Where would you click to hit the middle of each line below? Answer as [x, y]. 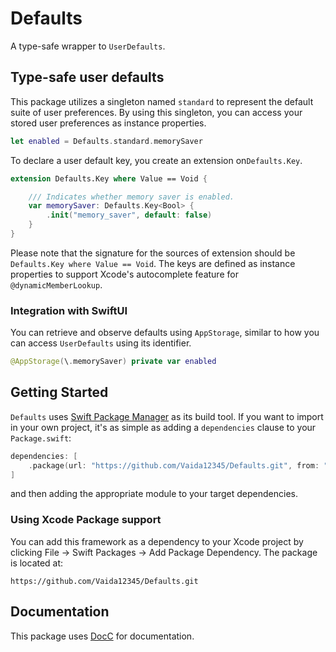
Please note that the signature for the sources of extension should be [153, 253]
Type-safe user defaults [87, 77]
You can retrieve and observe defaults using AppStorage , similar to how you [165, 333]
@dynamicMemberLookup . [56, 284]
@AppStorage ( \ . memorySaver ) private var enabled [113, 362]
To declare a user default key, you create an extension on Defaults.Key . [156, 160]
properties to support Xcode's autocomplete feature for [124, 274]
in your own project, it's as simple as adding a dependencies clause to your [163, 427]
